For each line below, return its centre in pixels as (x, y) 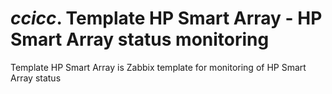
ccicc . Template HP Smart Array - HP (166, 18)
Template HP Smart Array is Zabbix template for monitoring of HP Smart (158, 67)
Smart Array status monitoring (140, 39)
